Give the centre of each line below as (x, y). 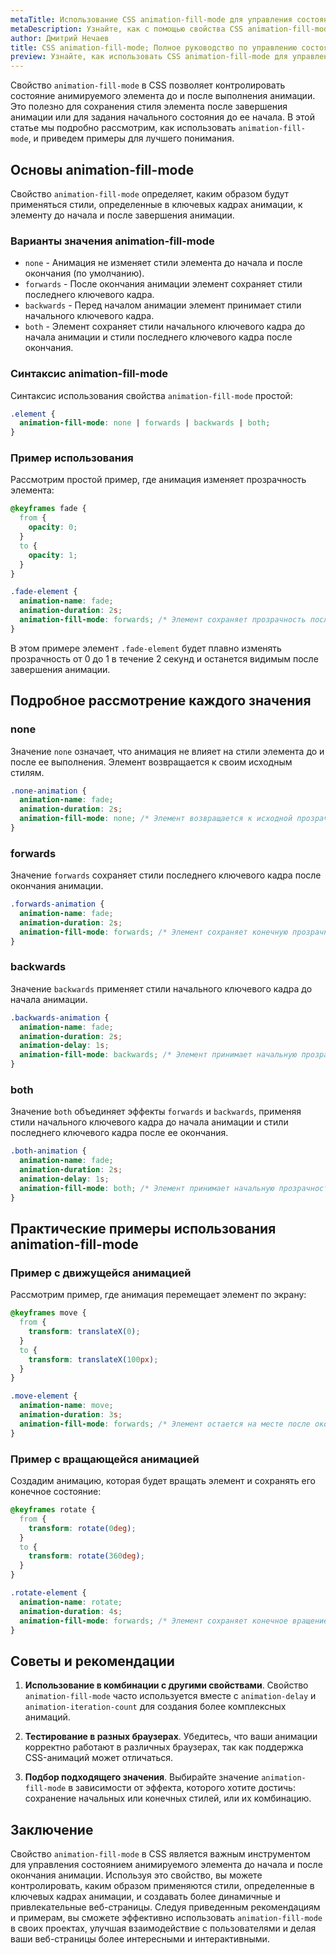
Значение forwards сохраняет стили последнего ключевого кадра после (166, 875)
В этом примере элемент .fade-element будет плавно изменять (146, 648)
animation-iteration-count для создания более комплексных (155, 1707)
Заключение (52, 1829)
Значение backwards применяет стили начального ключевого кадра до (161, 988)
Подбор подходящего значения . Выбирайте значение (142, 1777)
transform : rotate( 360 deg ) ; (86, 1556)
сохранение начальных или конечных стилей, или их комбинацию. (168, 1798)
